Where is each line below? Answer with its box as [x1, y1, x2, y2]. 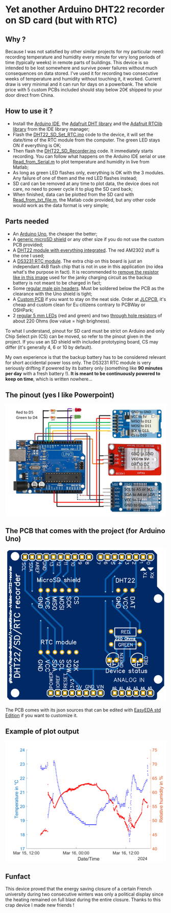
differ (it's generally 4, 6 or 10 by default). [5, 344, 93, 350]
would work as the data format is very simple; [12, 202, 109, 208]
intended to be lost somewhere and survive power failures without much [5, 65, 158, 71]
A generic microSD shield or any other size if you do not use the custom [12, 236, 164, 242]
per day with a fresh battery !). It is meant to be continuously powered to [5, 370, 161, 376]
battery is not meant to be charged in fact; [12, 279, 102, 286]
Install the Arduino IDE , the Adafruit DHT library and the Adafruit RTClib [12, 120, 162, 127]
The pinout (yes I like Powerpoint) [5, 391, 115, 399]
